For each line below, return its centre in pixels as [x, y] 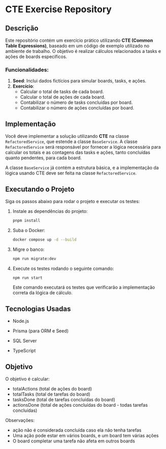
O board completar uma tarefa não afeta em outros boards [74, 441]
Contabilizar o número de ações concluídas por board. [77, 108]
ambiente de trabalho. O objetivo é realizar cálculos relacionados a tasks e [83, 51]
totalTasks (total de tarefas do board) [51, 394]
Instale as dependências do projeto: [50, 211]
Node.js [21, 321]
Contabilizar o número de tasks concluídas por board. [76, 102]
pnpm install [26, 220]
